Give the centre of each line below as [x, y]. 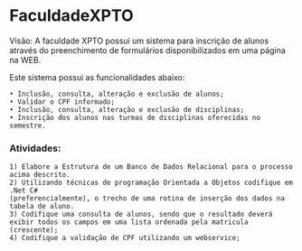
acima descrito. [40, 175]
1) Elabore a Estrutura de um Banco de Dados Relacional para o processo [151, 167]
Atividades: [35, 148]
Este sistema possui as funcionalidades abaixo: [97, 77]
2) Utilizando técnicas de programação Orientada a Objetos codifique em [151, 183]
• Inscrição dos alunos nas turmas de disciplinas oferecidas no [135, 117]
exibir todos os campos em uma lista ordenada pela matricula [129, 222]
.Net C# [24, 191]
